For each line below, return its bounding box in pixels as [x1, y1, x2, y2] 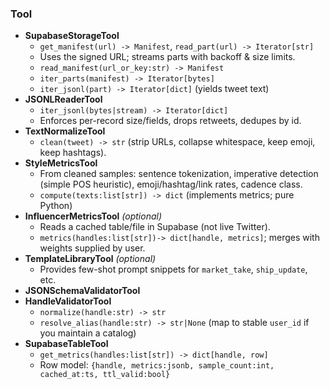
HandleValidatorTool [24, 295, 112, 307]
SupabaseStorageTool [24, 30, 120, 42]
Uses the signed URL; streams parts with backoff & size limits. [39, 51, 296, 63]
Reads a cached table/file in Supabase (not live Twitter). [39, 221, 271, 233]
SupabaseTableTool [24, 338, 109, 350]
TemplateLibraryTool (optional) [24, 253, 157, 265]
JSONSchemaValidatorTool [24, 285, 141, 297]
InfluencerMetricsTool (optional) [24, 210, 163, 222]
